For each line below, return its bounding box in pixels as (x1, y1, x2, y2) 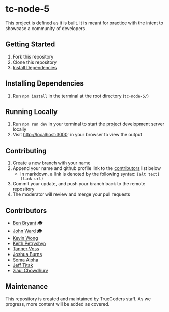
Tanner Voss (12, 246, 39, 252)
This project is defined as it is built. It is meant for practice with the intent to (5, 20, 164, 26)
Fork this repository (12, 53, 54, 60)
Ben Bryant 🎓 (12, 220, 43, 226)
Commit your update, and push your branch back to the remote (12, 181, 146, 187)
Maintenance (5, 282, 48, 291)
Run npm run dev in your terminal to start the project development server (12, 121, 164, 127)
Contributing (5, 146, 47, 155)
